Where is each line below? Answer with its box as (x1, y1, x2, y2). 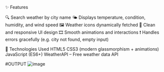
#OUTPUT (5, 61, 26, 67)
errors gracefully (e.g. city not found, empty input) (5, 37, 109, 42)
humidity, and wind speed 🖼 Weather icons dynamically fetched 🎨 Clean (5, 22, 155, 28)
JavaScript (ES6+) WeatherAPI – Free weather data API (5, 52, 118, 57)
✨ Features (5, 4, 28, 10)
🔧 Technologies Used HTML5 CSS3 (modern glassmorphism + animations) (5, 46, 159, 52)
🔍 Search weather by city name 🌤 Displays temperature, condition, (5, 14, 146, 20)
